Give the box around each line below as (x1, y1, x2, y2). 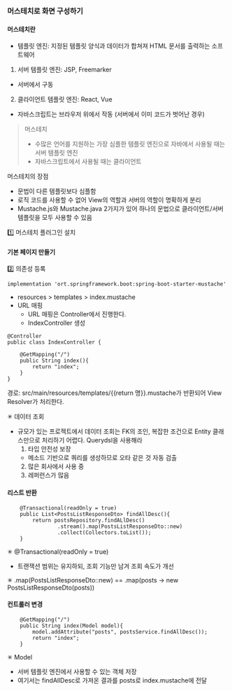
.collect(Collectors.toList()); (57, 529, 152, 536)
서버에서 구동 (17, 81, 54, 89)
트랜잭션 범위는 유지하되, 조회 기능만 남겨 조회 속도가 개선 (17, 561, 175, 570)
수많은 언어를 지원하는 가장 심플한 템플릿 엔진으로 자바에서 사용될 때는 (34, 140, 226, 148)
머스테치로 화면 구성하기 (7, 6, 84, 15)
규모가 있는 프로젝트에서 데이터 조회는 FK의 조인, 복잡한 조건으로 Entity (17, 427, 212, 435)
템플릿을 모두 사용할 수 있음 (17, 214, 93, 222)
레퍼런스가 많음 (27, 471, 70, 480)
